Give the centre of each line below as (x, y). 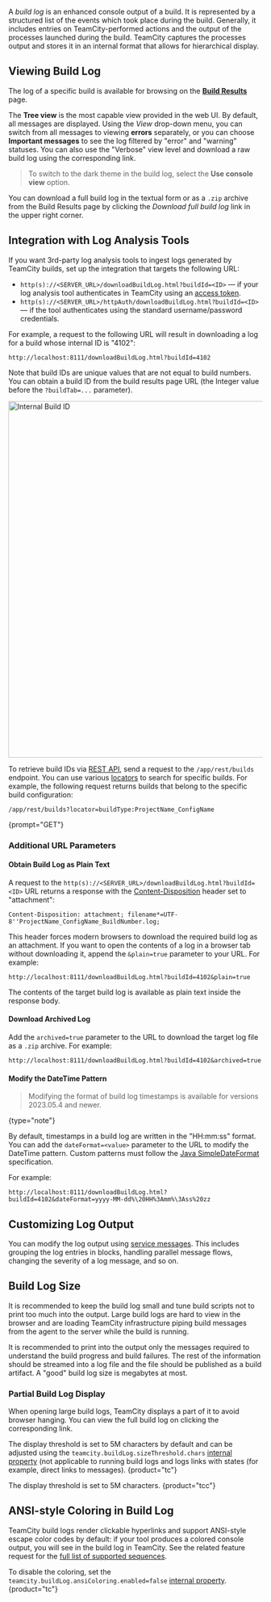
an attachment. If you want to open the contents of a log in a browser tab (130, 945)
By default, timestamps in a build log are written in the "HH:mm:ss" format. (132, 1136)
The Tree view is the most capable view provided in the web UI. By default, (133, 115)
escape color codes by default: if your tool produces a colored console (126, 1539)
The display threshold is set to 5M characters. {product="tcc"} (112, 1486)
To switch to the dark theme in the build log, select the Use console (141, 174)
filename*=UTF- (153, 915)
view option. (49, 182)
